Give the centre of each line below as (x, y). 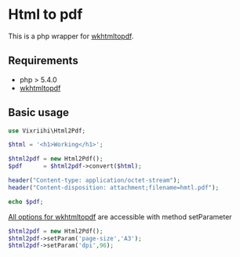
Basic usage (38, 112)
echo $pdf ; (26, 201)
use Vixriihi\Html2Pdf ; (47, 131)
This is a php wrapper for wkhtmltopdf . (71, 36)
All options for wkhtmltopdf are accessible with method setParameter (120, 216)
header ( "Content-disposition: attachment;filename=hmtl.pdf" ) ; (114, 187)
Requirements (43, 61)
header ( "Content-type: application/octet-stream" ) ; (94, 181)
